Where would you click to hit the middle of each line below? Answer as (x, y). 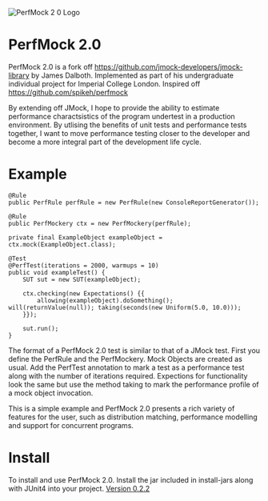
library (19, 75)
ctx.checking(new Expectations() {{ (84, 293)
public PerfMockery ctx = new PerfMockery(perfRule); (100, 223)
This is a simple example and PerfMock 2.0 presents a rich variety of (122, 408)
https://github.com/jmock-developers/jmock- (169, 66)
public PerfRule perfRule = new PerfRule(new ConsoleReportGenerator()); (134, 202)
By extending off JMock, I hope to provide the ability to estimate (114, 107)
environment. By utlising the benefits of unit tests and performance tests (128, 125)
